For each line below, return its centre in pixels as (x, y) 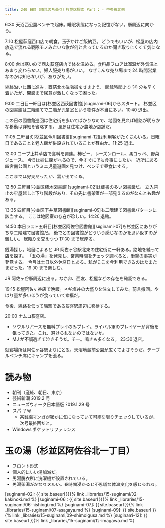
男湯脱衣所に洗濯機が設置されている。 (51, 478)
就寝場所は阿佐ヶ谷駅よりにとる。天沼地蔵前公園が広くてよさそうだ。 (76, 350)
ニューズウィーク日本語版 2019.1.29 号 (51, 404)
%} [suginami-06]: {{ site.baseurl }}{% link (74, 499)
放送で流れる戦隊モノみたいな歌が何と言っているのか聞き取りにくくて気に (81, 47)
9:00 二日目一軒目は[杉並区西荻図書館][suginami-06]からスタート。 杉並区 (81, 103)
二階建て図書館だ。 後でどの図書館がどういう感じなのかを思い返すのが (85, 232)
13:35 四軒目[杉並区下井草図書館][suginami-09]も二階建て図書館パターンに (81, 210)
